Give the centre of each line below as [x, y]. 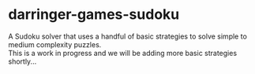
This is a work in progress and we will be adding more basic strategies [123, 53]
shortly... [22, 61]
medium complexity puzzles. [55, 44]
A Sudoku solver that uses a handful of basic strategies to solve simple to [127, 36]
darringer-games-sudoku [94, 15]
